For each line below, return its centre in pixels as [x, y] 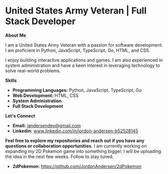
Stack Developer [41, 21]
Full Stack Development [38, 106]
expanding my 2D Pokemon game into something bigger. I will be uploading [83, 151]
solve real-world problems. [33, 71]
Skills [11, 80]
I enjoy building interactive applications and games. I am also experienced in [84, 60]
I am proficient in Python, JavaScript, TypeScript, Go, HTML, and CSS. [78, 50]
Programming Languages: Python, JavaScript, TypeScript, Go [77, 90]
